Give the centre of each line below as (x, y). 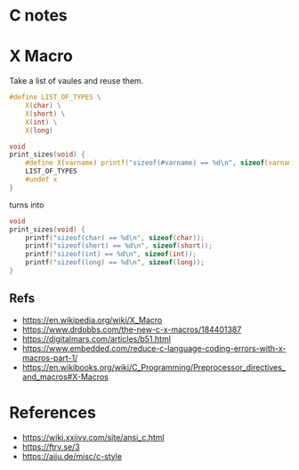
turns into (27, 205)
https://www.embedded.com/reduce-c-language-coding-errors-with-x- (154, 348)
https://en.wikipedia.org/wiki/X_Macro (92, 320)
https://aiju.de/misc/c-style (72, 456)
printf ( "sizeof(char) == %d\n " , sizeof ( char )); (115, 238)
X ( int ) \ (41, 122)
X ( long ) (39, 130)
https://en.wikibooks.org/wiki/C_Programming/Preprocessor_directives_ (154, 367)
